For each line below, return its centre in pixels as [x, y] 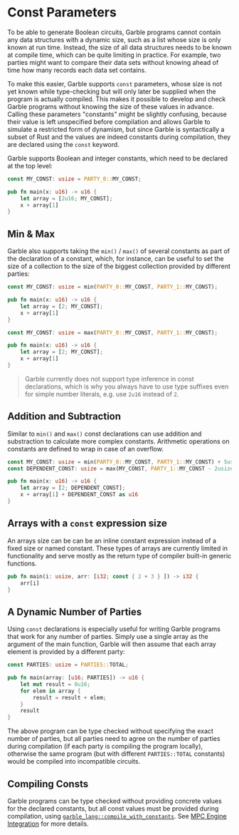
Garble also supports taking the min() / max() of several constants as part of [119, 251]
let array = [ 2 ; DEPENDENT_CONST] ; [73, 488]
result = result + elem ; [70, 697]
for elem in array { [51, 691]
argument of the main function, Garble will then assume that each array [112, 644]
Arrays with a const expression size [87, 524]
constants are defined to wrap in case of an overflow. [85, 449]
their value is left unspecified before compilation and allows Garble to [109, 121]
